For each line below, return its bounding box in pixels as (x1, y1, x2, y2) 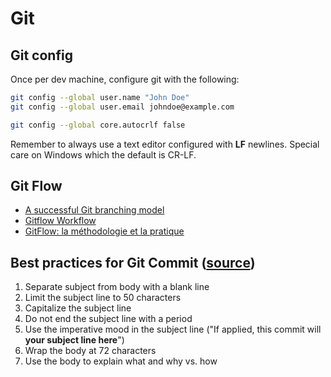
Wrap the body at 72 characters (24, 345, 157, 357)
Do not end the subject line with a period (24, 313, 193, 325)
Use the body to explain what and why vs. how (24, 355, 218, 367)
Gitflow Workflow (24, 215, 97, 227)
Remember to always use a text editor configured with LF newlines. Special (10, 138, 320, 150)
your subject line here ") (24, 334, 125, 346)
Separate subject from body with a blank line (24, 281, 210, 293)
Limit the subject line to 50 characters (24, 292, 182, 304)
